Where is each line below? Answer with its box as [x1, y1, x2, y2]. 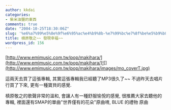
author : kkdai [5, 7, 36, 13]
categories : [5, 12, 31, 17]
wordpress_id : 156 [5, 41, 44, 46]
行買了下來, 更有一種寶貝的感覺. [5, 82, 72, 88]
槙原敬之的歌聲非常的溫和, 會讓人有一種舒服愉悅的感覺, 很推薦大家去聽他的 [5, 92, 162, 99]
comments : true [5, 21, 38, 27]
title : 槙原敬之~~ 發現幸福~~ [5, 36, 64, 41]
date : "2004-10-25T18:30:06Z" [5, 26, 70, 31]
